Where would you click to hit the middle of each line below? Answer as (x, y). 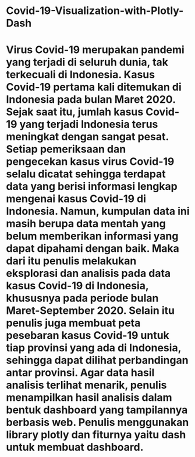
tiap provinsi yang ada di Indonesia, (94, 348)
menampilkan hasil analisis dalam (89, 398)
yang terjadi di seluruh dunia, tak (87, 62)
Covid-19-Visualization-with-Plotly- (95, 11)
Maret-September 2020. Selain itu (90, 311)
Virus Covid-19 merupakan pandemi (95, 50)
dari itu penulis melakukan (71, 261)
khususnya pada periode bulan (82, 298)
